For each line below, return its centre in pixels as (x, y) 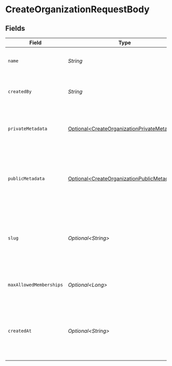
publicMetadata (26, 178)
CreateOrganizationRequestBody (78, 9)
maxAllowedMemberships (35, 285)
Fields (15, 28)
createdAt (20, 331)
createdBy (20, 91)
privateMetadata (28, 129)
